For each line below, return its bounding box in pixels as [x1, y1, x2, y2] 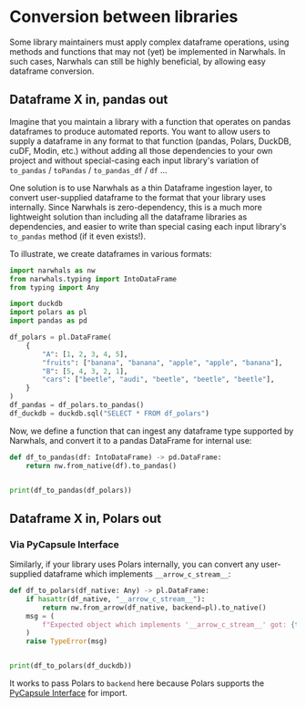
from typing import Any [9, 282, 100, 292]
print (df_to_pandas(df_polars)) [9, 486, 132, 495]
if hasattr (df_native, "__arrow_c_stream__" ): [25, 594, 206, 603]
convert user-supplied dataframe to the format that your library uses [9, 191, 266, 202]
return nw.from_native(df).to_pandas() [25, 461, 178, 470]
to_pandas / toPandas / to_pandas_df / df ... [9, 164, 168, 175]
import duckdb [9, 299, 64, 309]
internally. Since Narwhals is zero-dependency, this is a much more [9, 201, 262, 212]
